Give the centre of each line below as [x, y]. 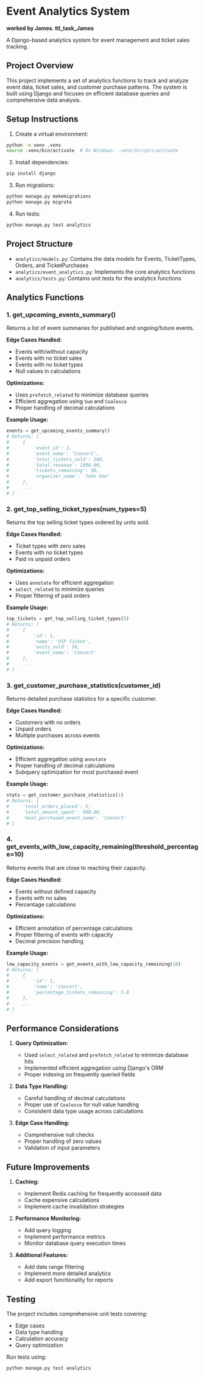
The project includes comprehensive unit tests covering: [77, 1314]
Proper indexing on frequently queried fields [80, 1075]
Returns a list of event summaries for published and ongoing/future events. [100, 328]
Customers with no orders [48, 723]
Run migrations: [35, 185]
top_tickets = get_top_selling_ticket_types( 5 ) [68, 619]
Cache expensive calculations [62, 1200]
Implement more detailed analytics [68, 1273]
